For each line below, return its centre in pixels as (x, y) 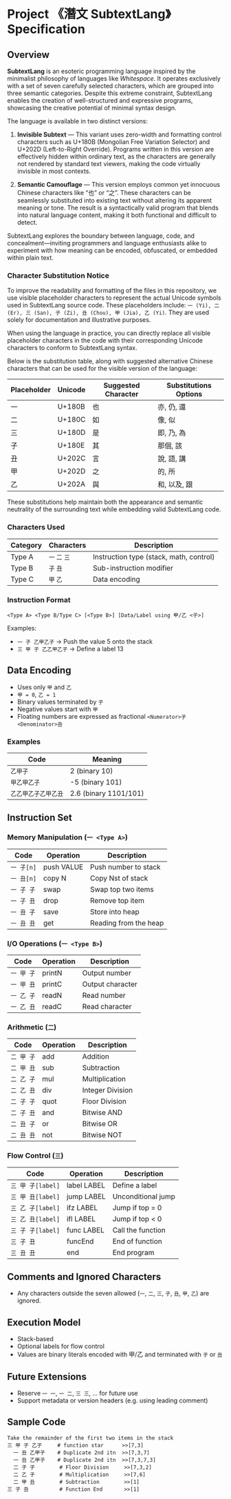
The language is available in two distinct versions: (78, 121)
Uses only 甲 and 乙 (44, 687)
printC (52, 984)
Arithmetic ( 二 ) (32, 1027)
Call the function (139, 1230)
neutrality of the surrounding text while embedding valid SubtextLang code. (114, 509)
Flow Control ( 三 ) (35, 1156)
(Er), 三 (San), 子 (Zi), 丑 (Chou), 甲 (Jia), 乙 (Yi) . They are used (108, 313)
